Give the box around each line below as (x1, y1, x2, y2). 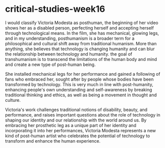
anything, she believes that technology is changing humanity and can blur (5, 46, 155, 52)
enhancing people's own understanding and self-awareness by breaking (5, 87, 153, 92)
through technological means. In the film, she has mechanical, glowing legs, (5, 30, 159, 36)
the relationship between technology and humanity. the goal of (5, 51, 132, 57)
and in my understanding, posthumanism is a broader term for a (5, 35, 134, 41)
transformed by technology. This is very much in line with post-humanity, (5, 81, 154, 87)
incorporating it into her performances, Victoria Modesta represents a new (5, 127, 156, 133)
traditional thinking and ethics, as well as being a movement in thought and (5, 92, 157, 98)
